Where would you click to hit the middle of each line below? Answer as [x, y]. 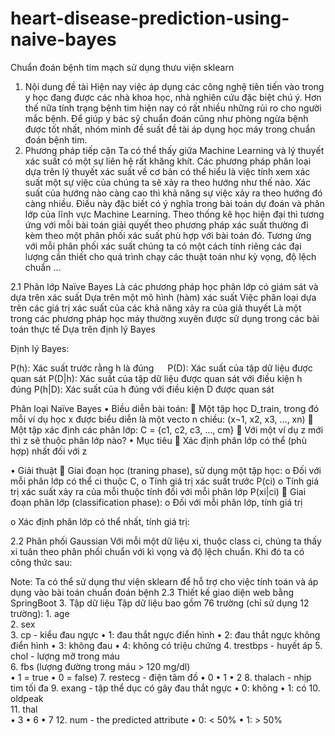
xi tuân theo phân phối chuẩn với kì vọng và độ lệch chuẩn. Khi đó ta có [157, 551]
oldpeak [27, 698]
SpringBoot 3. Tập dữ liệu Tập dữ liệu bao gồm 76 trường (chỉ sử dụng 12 [160, 603]
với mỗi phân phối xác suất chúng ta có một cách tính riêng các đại [163, 246]
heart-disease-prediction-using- [150, 18]
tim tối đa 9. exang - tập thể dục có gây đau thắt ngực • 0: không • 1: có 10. [165, 688]
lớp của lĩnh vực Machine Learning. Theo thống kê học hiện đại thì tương [174, 214]
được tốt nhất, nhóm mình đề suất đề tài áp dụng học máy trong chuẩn [170, 129]
